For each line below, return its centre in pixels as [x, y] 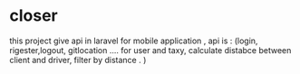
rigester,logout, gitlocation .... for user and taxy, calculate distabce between [150, 50]
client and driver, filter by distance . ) [78, 60]
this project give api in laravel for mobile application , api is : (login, [134, 41]
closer [34, 16]
